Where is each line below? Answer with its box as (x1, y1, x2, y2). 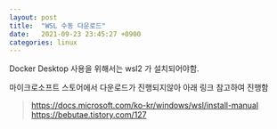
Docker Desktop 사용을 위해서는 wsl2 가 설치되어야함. (9, 63, 200, 74)
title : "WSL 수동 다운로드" (9, 21, 107, 30)
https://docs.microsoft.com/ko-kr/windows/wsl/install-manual (30, 100, 259, 111)
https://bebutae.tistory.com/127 (30, 109, 147, 120)
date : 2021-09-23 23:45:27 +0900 (9, 29, 142, 38)
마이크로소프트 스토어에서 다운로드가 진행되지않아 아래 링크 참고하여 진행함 (9, 82, 269, 93)
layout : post (9, 12, 58, 22)
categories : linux (9, 37, 77, 47)
